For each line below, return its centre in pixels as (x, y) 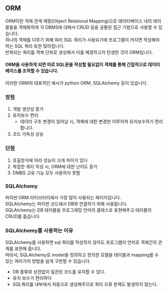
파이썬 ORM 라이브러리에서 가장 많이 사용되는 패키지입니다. (63, 197)
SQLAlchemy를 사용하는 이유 (39, 230)
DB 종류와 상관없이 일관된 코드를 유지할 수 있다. (59, 272)
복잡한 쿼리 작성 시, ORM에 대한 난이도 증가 (55, 166)
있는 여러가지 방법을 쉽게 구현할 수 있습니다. (48, 261)
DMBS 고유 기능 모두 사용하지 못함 (46, 173)
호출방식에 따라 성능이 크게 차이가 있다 (50, 160)
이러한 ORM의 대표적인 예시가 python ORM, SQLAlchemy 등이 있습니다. (76, 83)
